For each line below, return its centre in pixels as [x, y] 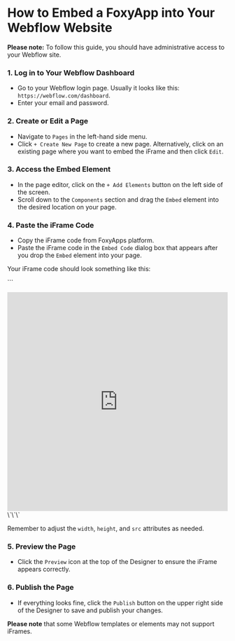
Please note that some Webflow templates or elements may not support [111, 623]
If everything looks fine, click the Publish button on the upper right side [120, 602]
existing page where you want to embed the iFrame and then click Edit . [120, 151]
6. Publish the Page [41, 588]
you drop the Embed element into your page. [79, 255]
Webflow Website [60, 28]
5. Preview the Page [42, 546]
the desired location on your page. [67, 207]
